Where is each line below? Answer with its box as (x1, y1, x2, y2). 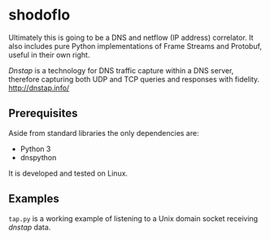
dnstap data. (8, 222, 51, 232)
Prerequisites (8, 107, 78, 120)
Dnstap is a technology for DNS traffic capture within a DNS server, (8, 65, 234, 75)
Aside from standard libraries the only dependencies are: (8, 128, 199, 137)
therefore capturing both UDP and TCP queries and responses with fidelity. (8, 74, 260, 84)
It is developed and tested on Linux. (8, 168, 128, 178)
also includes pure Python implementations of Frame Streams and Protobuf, (8, 41, 263, 50)
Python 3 (20, 144, 51, 154)
